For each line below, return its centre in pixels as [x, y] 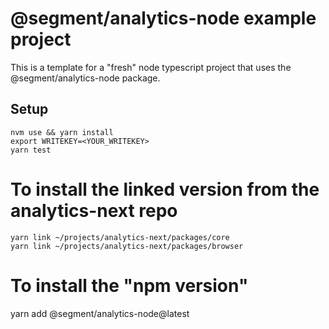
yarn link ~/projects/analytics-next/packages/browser [127, 246]
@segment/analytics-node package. [85, 78]
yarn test [31, 150]
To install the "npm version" [129, 285]
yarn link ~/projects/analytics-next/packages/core [120, 237]
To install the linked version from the [165, 189]
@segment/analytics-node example [163, 18]
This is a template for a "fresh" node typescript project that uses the [151, 67]
